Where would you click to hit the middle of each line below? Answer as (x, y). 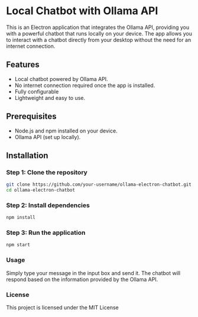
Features (23, 65)
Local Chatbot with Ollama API (82, 11)
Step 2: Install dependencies (48, 205)
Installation (27, 155)
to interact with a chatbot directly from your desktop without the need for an (99, 40)
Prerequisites (31, 117)
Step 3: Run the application (46, 233)
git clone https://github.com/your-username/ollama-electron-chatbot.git (99, 185)
